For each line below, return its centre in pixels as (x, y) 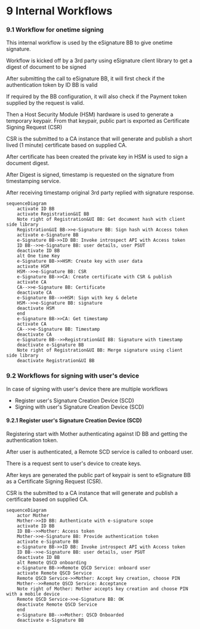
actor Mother (33, 515)
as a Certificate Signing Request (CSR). (54, 481)
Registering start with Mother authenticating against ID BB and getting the (97, 434)
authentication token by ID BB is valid (52, 85)
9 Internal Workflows (59, 11)
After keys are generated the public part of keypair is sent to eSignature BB (99, 475)
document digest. (28, 163)
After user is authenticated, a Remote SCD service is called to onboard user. (100, 452)
